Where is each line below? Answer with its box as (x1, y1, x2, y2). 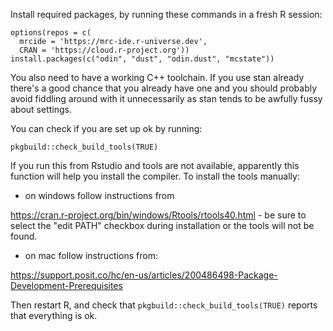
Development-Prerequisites (10, 280, 123, 291)
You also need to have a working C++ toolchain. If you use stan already (10, 72, 305, 83)
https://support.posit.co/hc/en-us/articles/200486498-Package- (10, 269, 278, 281)
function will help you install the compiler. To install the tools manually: (10, 170, 300, 182)
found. (10, 230, 38, 242)
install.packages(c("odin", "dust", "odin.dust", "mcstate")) (10, 54, 275, 64)
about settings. (10, 104, 73, 115)
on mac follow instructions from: (24, 250, 158, 261)
